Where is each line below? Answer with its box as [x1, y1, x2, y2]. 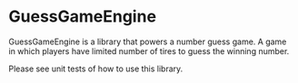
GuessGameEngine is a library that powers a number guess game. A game [8, 36, 287, 47]
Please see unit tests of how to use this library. [8, 63, 184, 74]
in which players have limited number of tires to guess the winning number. [8, 45, 290, 56]
